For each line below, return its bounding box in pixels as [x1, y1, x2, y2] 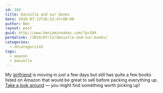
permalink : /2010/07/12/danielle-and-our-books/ [5, 35, 108, 40]
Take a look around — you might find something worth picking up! [5, 83, 140, 89]
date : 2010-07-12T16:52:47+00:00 [5, 16, 75, 21]
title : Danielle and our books [5, 12, 70, 17]
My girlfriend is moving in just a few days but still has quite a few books [5, 72, 152, 78]
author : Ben [5, 21, 30, 26]
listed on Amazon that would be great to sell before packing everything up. [5, 77, 158, 83]
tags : [5, 49, 16, 54]
